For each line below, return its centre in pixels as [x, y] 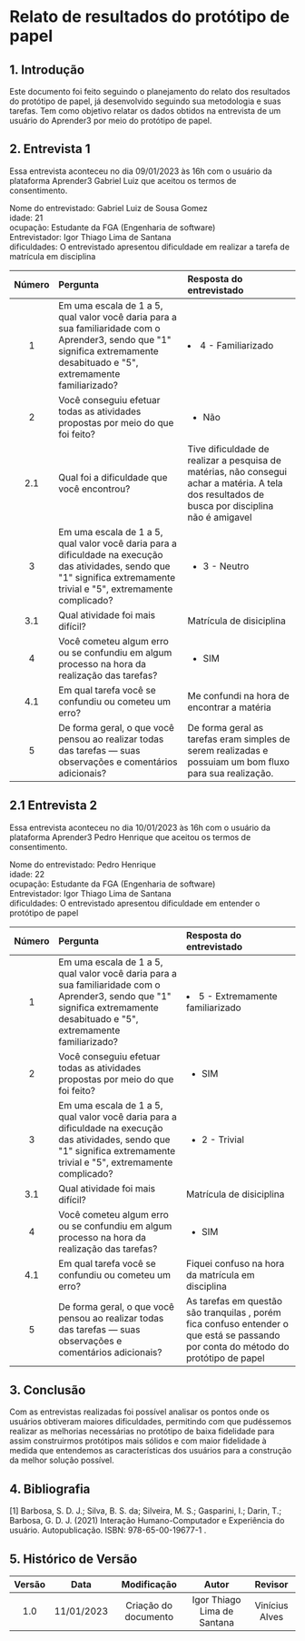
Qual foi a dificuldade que [113, 477]
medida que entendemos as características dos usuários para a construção [151, 1451]
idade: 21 [26, 218]
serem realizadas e [228, 750]
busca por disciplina [231, 505]
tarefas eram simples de [239, 739]
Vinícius [271, 1606]
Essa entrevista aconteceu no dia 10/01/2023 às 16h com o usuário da [140, 827]
